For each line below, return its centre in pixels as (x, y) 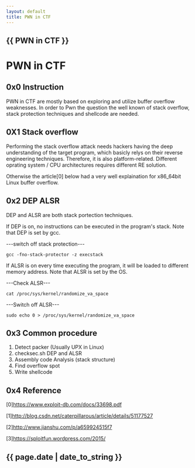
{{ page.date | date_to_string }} (64, 457)
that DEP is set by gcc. (33, 232)
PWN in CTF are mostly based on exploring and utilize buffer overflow (90, 101)
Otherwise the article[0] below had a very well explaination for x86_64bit (94, 176)
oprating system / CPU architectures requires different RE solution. (86, 165)
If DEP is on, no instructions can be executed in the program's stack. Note (95, 226)
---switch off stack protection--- (45, 244)
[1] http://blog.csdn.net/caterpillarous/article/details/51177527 (80, 416)
